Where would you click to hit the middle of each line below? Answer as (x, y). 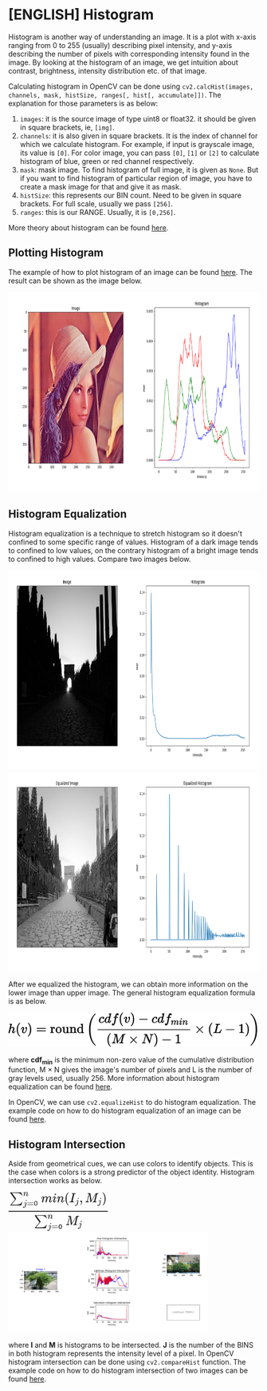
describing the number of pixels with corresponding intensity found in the (129, 54)
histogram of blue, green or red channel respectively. (107, 161)
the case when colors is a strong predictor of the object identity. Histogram (132, 1172)
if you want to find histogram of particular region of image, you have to (136, 178)
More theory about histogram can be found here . (88, 227)
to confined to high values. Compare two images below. (100, 559)
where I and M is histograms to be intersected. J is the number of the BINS (131, 1345)
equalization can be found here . (61, 1087)
